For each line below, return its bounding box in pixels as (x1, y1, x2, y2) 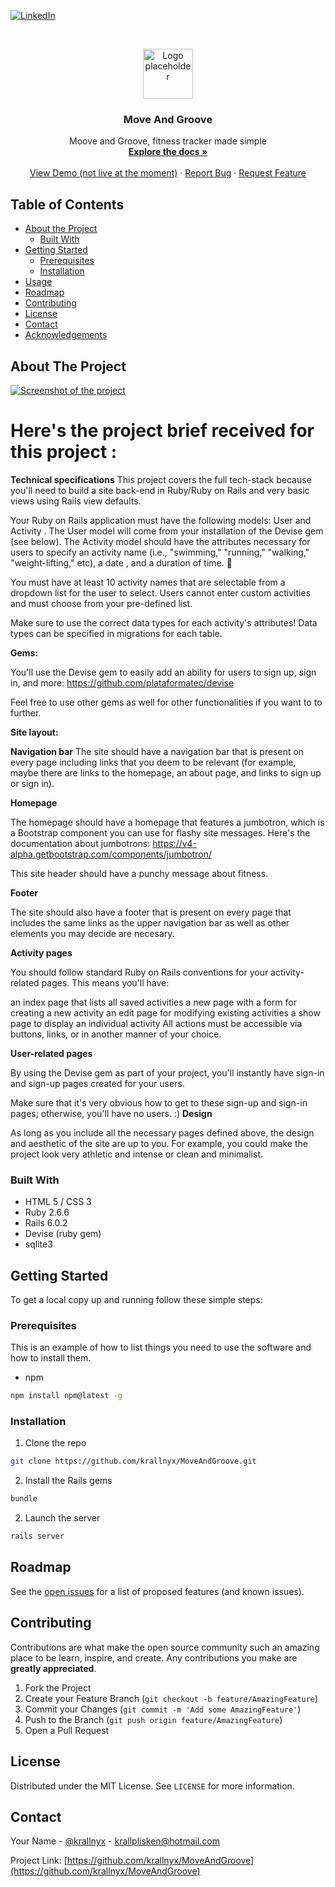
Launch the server (24, 1512, 101, 1524)
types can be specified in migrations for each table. (10, 627, 223, 639)
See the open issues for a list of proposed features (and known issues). (10, 1585, 305, 1597)
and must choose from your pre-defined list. (10, 597, 193, 609)
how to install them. (10, 1352, 92, 1364)
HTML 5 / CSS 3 (24, 1196, 92, 1208)
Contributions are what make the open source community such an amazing (10, 1641, 320, 1653)
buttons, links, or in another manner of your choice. (10, 1028, 222, 1040)
